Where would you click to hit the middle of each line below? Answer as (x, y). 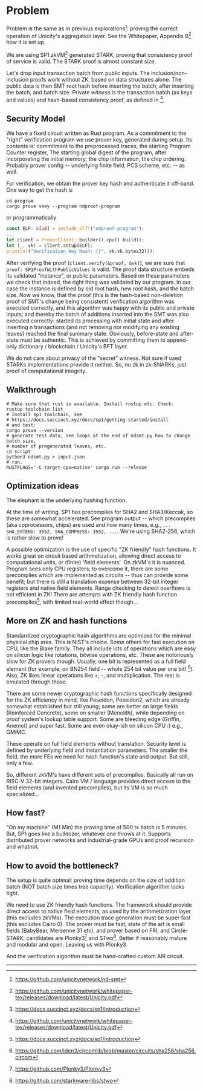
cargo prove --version (35, 430)
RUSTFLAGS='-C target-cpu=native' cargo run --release (77, 467)
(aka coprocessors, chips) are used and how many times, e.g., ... (89, 525)
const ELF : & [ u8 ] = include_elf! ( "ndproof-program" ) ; (76, 229)
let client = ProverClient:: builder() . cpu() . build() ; (76, 240)
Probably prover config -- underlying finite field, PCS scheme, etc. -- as (96, 165)
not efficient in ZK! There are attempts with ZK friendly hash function (92, 595)
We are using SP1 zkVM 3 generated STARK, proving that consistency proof (99, 54)
